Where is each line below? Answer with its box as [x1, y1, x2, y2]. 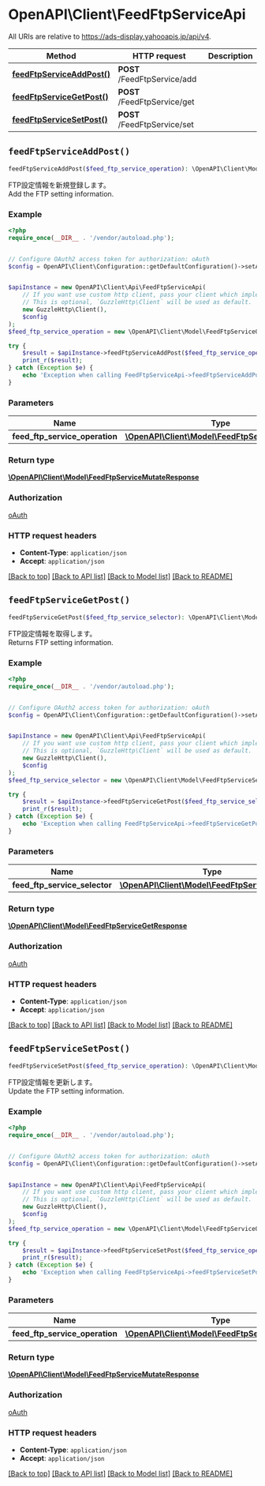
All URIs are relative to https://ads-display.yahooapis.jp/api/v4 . [8, 32, 211, 41]
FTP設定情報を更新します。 [8, 1077, 97, 1086]
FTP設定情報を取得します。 [8, 629, 97, 638]
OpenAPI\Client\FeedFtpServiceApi [8, 6, 246, 24]
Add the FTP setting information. [8, 189, 114, 198]
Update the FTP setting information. [8, 1086, 125, 1095]
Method [46, 50, 77, 61]
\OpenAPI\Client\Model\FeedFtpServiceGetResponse [8, 921, 188, 931]
